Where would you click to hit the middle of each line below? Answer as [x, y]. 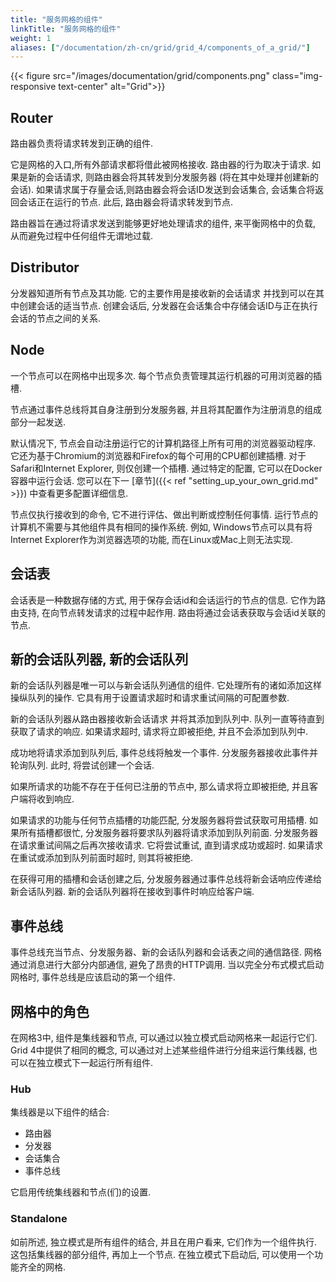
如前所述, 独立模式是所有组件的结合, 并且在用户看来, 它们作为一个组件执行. [163, 1242]
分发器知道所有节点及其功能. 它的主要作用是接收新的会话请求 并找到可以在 [163, 293]
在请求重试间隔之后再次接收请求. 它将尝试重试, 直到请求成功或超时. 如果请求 [166, 845]
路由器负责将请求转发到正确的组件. [82, 143]
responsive [33, 87]
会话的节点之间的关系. [56, 318]
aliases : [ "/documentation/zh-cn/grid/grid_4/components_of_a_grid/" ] [160, 47]
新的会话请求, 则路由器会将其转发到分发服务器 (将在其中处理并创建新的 [173, 177]
